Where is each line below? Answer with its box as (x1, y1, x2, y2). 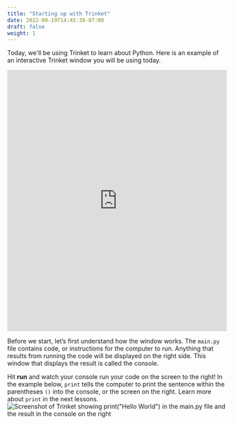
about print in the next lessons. (7, 395, 99, 403)
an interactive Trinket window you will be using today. (7, 56, 162, 65)
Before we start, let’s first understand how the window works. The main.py (7, 337, 220, 346)
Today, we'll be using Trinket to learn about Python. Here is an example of (7, 49, 219, 57)
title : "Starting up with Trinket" (7, 10, 111, 17)
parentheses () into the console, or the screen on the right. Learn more (7, 387, 212, 396)
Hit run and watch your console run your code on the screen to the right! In (7, 373, 223, 381)
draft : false (7, 23, 45, 30)
